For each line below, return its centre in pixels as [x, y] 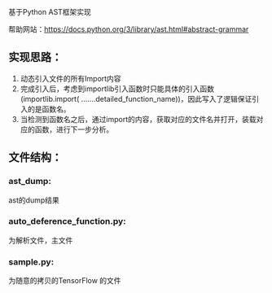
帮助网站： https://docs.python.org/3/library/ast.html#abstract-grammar [129, 29]
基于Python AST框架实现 [50, 12]
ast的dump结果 [34, 200]
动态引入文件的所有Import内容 [70, 78]
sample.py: [31, 261]
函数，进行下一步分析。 [74, 129]
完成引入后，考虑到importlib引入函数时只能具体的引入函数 [117, 89]
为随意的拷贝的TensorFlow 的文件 [65, 281]
